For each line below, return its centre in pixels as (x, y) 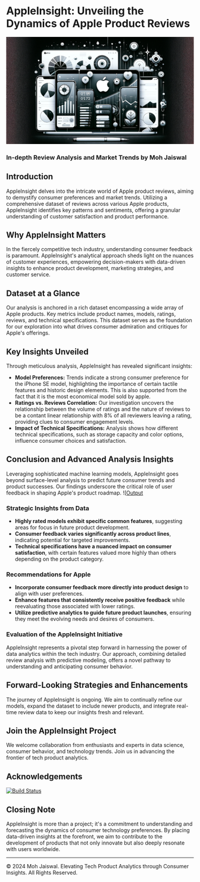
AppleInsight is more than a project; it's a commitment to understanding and (99, 824)
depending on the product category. (59, 559)
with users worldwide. (33, 849)
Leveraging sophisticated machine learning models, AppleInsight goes (92, 474)
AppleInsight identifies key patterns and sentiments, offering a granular (93, 210)
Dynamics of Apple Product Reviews (98, 24)
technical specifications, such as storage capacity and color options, (99, 434)
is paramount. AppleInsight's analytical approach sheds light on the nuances (100, 256)
